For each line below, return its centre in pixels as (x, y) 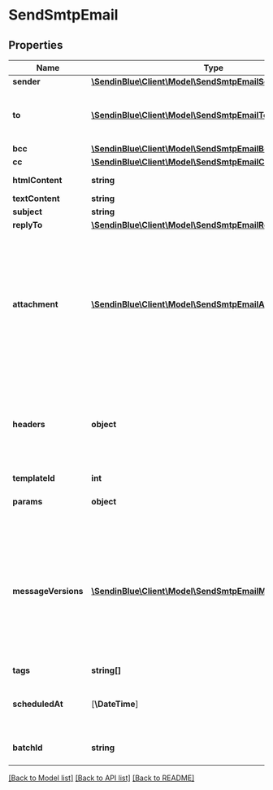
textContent (36, 199)
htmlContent (37, 180)
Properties (36, 45)
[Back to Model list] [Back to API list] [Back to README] (102, 778)
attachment (35, 304)
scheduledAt (38, 704)
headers (29, 424)
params (28, 502)
